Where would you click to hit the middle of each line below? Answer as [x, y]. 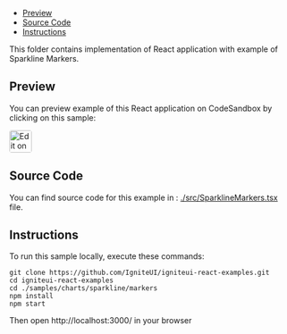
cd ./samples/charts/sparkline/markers [84, 288]
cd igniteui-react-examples [62, 280]
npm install [31, 296]
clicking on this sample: [53, 117]
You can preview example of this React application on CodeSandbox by [141, 108]
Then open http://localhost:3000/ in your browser [101, 321]
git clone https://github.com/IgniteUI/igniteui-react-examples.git [139, 273]
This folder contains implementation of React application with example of [144, 49]
